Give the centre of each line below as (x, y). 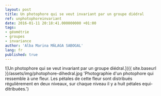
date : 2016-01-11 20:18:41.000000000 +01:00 (51, 23)
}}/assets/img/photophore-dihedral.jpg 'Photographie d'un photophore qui (79, 74)
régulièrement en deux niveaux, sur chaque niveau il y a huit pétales (73, 84)
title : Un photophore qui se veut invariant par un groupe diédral (75, 14)
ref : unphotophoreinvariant (33, 18)
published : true (21, 55)
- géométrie (17, 32)
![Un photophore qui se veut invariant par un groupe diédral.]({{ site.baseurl (81, 68)
